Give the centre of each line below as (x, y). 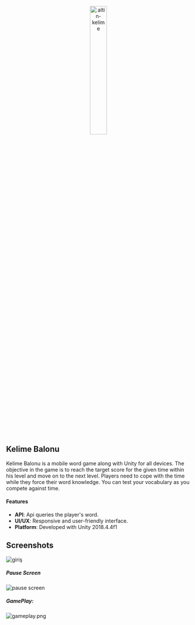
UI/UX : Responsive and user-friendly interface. (71, 521)
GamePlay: (20, 601)
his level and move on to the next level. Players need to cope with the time (95, 476)
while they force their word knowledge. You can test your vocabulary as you (98, 482)
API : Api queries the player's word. (57, 515)
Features (17, 502)
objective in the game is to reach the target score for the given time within (95, 469)
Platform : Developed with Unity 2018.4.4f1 (66, 527)
